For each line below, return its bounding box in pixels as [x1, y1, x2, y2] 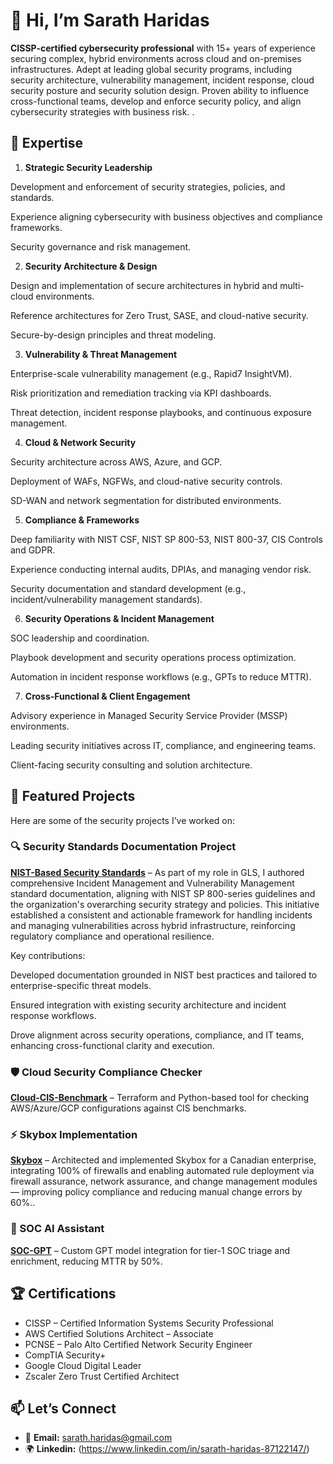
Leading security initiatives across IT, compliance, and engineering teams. [10, 739, 317, 751]
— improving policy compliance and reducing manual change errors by [10, 1186, 303, 1198]
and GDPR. [10, 544, 56, 556]
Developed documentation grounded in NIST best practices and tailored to [10, 969, 318, 981]
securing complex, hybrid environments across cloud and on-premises [10, 52, 302, 64]
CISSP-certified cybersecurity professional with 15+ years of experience [10, 42, 316, 54]
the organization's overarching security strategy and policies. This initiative [10, 898, 320, 910]
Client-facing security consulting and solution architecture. [10, 759, 253, 771]
